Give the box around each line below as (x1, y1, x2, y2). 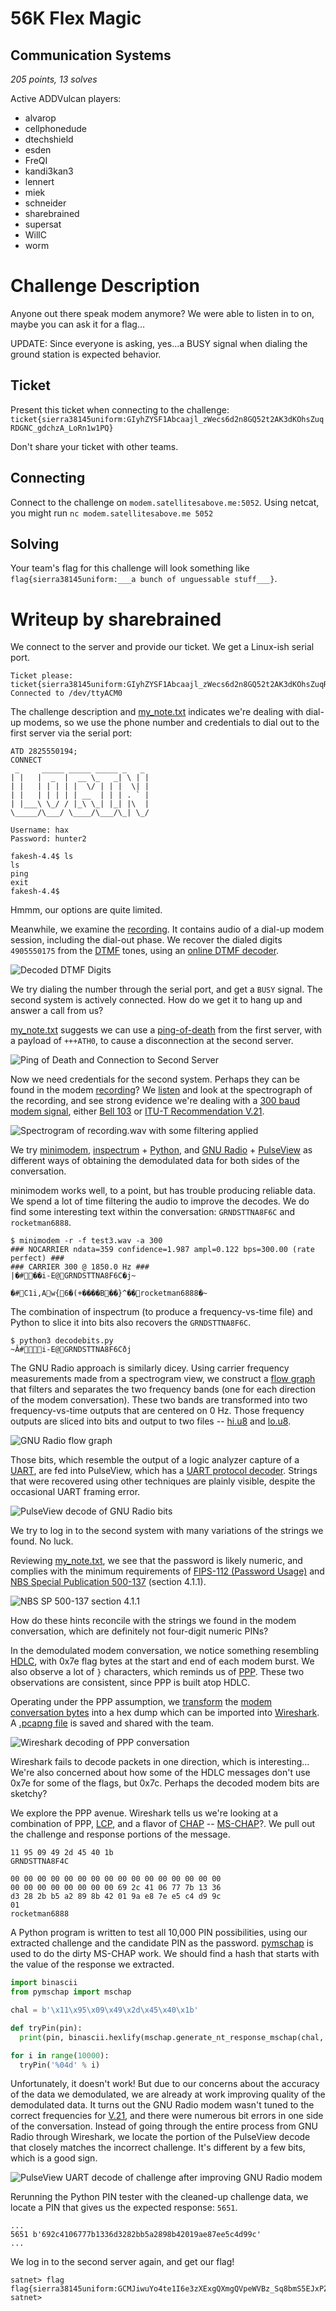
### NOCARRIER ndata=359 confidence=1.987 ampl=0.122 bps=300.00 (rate (10, 1245, 315, 1255)
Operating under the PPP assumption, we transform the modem (10, 1696, 273, 1708)
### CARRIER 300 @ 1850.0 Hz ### (10, 1262, 150, 1272)
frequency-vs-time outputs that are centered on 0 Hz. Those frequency (10, 1405, 305, 1417)
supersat (24, 218, 62, 230)
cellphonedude (24, 123, 88, 134)
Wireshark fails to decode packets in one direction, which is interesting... (10, 1756, 310, 1768)
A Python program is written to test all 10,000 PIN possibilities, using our (10, 1927, 308, 1939)
